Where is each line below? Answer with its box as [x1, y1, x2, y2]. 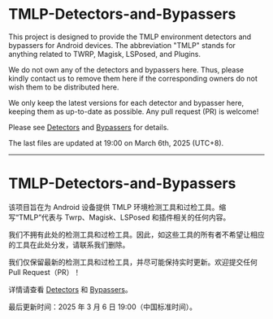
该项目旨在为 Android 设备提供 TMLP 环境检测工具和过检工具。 [8, 202, 219, 212]
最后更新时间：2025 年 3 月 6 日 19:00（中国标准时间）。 [8, 302, 197, 312]
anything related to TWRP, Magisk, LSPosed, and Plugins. [8, 49, 201, 59]
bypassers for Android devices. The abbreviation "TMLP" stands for [8, 40, 236, 50]
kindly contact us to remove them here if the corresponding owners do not [8, 73, 258, 83]
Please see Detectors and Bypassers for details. [8, 122, 169, 132]
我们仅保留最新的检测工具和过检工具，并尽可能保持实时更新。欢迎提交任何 [8, 257, 258, 267]
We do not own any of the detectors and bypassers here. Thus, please [8, 64, 245, 74]
